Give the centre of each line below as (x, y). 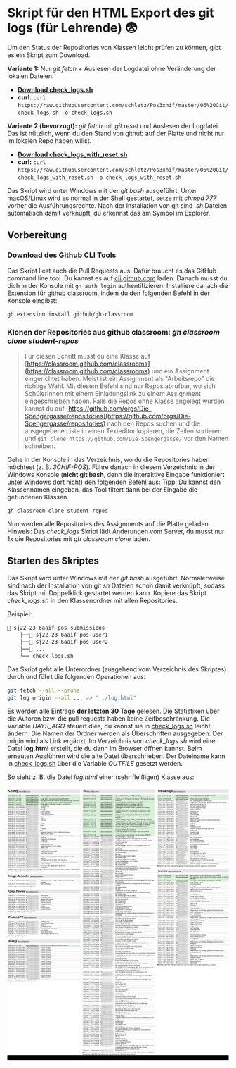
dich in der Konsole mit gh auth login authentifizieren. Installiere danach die (118, 285)
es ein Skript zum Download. (49, 55)
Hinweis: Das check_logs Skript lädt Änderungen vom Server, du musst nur (116, 531)
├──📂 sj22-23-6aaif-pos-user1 (64, 635)
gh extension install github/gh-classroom (70, 314)
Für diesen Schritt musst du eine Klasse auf (87, 356)
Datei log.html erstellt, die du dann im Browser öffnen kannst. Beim (105, 749)
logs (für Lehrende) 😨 (73, 28)
